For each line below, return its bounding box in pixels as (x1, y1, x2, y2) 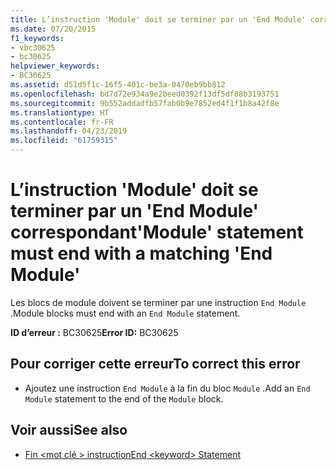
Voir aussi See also (10, 422, 128, 439)
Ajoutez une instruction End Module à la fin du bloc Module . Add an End (24, 382, 311, 394)
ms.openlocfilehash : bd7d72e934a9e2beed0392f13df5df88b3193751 (10, 89, 280, 99)
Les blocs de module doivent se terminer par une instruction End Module (10, 296, 307, 308)
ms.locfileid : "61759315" (10, 136, 118, 146)
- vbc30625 (10, 42, 56, 53)
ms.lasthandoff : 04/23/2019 (10, 126, 128, 136)
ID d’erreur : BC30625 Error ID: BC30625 (10, 326, 179, 338)
